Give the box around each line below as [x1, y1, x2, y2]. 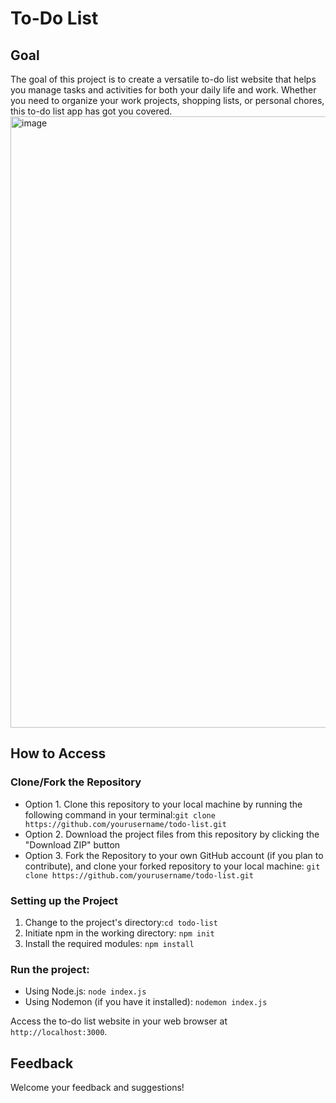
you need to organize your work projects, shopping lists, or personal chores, [10, 95, 325, 106]
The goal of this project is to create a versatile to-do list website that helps [10, 73, 317, 85]
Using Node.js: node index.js [24, 985, 147, 997]
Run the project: [10, 962, 90, 976]
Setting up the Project [10, 893, 118, 907]
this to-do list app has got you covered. [10, 105, 173, 117]
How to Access [10, 745, 107, 762]
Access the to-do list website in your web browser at [10, 1015, 228, 1027]
